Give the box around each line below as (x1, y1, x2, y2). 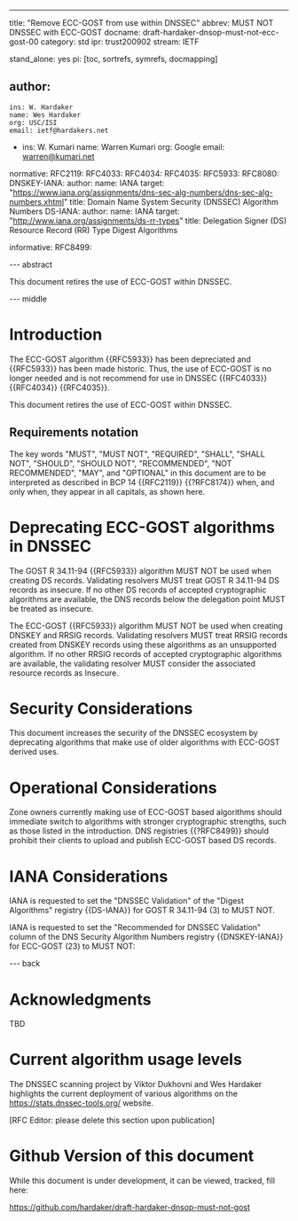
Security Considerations (9, 698, 193, 718)
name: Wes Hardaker (9, 110, 82, 120)
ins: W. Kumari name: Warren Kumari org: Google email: (21, 141, 225, 152)
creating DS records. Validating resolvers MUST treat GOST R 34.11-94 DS (9, 575, 279, 585)
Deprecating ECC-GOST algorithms (9, 517, 275, 537)
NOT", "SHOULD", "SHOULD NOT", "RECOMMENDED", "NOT (9, 458, 232, 468)
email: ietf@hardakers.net (9, 126, 109, 135)
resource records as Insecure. (9, 667, 120, 678)
